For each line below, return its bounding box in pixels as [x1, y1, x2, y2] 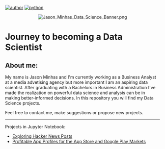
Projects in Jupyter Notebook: [5, 124, 66, 129]
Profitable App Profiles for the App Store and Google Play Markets [12, 139, 146, 144]
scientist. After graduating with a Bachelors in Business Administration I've [5, 85, 156, 90]
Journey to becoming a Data [5, 31, 123, 43]
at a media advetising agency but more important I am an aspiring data [5, 79, 148, 85]
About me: [5, 61, 38, 70]
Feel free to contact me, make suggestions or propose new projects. [5, 110, 143, 115]
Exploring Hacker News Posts [12, 133, 73, 139]
